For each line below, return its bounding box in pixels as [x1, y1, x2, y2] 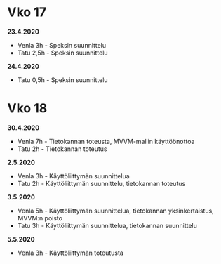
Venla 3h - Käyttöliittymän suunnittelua [17, 171, 130, 180]
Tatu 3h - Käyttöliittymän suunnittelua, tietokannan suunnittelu [17, 221, 198, 230]
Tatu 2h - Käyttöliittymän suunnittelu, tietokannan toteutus [17, 179, 186, 187]
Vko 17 [7, 4, 47, 20]
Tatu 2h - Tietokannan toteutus [17, 145, 107, 153]
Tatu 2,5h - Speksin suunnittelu [17, 48, 108, 57]
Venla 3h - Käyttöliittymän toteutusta [17, 249, 124, 257]
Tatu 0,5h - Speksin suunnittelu [17, 75, 108, 84]
